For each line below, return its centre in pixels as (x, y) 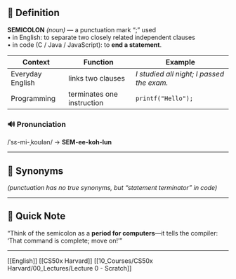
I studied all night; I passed (180, 74)
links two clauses (97, 78)
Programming (33, 98)
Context (36, 62)
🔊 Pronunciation (37, 124)
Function (98, 62)
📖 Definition (33, 13)
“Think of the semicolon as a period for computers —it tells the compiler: (113, 233)
